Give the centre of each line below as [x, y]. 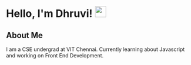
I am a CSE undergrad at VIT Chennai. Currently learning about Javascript [95, 49]
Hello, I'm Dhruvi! [49, 14]
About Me [24, 35]
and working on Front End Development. [55, 55]
